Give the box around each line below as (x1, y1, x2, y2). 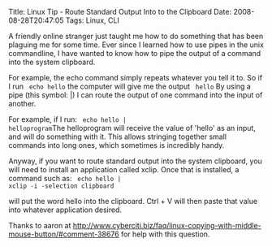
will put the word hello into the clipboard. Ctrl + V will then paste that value (8, 197, 258, 206)
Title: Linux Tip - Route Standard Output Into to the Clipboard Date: (8, 7, 232, 16)
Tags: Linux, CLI (65, 15, 119, 25)
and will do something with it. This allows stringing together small (8, 132, 227, 141)
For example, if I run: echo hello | (8, 115, 127, 124)
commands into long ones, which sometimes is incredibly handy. (8, 141, 225, 149)
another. (8, 99, 37, 108)
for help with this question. (120, 229, 210, 239)
